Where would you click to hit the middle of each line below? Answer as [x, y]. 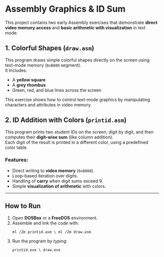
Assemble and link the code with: [45, 223]
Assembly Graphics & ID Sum [65, 9]
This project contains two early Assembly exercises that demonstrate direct [81, 22]
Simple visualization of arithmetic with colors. [59, 186]
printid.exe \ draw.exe [36, 250]
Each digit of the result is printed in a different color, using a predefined [77, 142]
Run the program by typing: [40, 241]
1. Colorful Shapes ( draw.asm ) [50, 48]
